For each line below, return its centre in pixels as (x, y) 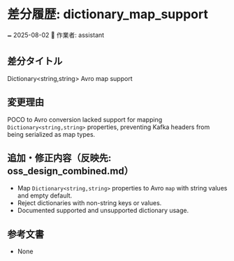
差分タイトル (35, 61)
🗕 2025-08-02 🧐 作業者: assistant (56, 35)
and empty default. (45, 195)
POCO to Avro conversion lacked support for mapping (85, 119)
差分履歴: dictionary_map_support (108, 14)
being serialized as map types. (51, 134)
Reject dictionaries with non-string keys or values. (89, 203)
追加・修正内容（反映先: (59, 158)
